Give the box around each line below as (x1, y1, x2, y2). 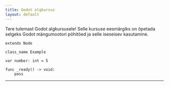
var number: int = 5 (5, 58, 49, 63)
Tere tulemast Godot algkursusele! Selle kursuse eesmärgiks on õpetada (5, 25, 155, 31)
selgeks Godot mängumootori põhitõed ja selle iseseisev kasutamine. (5, 31, 149, 37)
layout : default (5, 12, 39, 17)
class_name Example (5, 49, 46, 54)
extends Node (5, 40, 33, 45)
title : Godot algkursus (5, 7, 55, 12)
